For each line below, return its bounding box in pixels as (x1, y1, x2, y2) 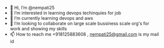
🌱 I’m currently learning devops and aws (9, 15, 93, 21)
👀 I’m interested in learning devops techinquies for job (9, 10, 121, 16)
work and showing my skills (9, 26, 67, 32)
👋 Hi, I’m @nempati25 (9, 5, 55, 10)
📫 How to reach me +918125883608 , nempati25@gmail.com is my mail (9, 31, 159, 37)
